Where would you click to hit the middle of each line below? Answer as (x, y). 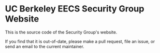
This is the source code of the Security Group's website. (61, 32)
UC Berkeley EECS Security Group (75, 9)
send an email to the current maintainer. (45, 46)
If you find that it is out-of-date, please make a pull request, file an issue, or (80, 41)
